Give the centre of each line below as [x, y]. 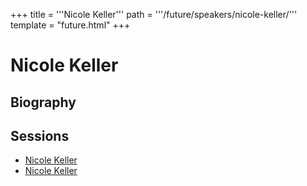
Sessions [40, 135]
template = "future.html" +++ [70, 25]
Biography [43, 102]
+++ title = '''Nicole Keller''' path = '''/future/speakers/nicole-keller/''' [154, 14]
